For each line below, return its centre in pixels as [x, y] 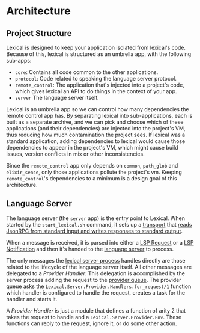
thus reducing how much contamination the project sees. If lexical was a [95, 135]
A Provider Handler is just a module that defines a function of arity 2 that [96, 310]
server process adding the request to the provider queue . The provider [94, 280]
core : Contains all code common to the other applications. [86, 72]
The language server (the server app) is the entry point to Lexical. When [95, 218]
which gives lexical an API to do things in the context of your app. [96, 91]
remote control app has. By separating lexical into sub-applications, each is [99, 116]
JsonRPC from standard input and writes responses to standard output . [95, 231]
